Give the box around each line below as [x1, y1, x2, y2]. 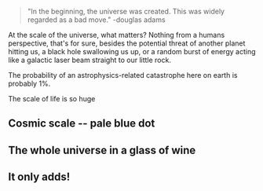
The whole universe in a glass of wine [8, 143, 196, 156]
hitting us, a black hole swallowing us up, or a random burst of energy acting [8, 47, 256, 56]
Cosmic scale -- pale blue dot [8, 117, 155, 130]
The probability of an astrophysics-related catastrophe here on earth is [8, 71, 238, 79]
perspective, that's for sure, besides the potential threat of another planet [8, 39, 246, 48]
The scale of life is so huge [8, 94, 96, 103]
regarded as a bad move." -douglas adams [27, 15, 166, 24]
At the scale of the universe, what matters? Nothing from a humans [8, 31, 225, 39]
